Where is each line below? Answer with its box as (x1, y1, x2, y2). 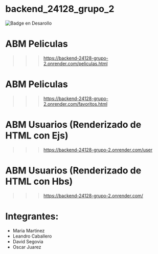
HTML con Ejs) (5, 130, 69, 141)
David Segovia (12, 238, 43, 244)
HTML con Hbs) (5, 175, 73, 187)
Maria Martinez (12, 227, 45, 233)
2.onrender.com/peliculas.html (43, 60, 108, 67)
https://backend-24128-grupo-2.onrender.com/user (43, 147, 152, 153)
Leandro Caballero (12, 233, 52, 239)
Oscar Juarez (12, 244, 41, 250)
